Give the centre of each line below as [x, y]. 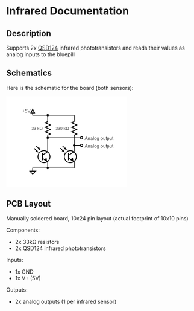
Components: [23, 230]
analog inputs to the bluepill [41, 54]
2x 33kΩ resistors [37, 242]
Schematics [29, 73]
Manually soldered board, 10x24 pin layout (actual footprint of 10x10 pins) [97, 218]
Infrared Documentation [68, 11]
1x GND [24, 271]
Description [29, 34]
